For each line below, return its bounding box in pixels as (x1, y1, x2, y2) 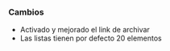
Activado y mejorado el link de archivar (19, 25, 151, 35)
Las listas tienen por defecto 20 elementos (19, 33, 163, 43)
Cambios (8, 6, 44, 18)
